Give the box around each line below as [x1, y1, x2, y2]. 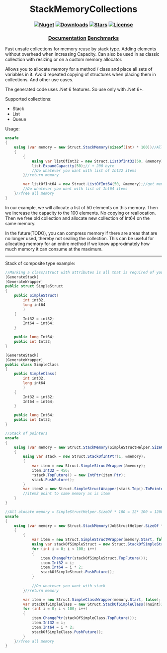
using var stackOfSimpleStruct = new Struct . [31, 542, 128, 547]
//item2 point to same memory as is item [23, 491, 110, 496]
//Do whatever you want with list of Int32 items [31, 168, 137, 173]
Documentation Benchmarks [48, 35, 119, 42]
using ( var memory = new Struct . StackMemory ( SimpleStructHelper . [14, 445, 153, 450]
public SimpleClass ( [14, 371, 57, 377]
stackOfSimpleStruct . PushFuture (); [40, 569, 114, 575]
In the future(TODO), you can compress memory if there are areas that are [5, 230, 158, 236]
